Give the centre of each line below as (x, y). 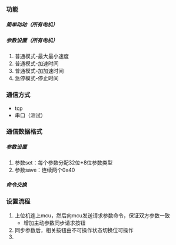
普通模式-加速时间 (36, 63)
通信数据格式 (24, 132)
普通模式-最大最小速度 (42, 56)
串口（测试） (30, 115)
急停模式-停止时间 (36, 78)
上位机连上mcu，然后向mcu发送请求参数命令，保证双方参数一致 (92, 215)
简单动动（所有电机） (32, 24)
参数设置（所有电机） (32, 40)
